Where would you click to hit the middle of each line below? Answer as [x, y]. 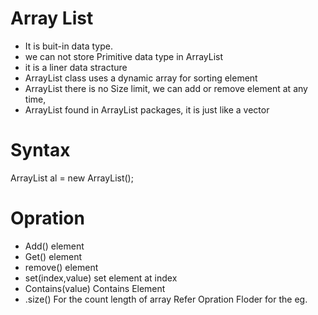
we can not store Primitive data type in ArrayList [124, 56]
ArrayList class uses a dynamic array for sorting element [141, 78]
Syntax [40, 150]
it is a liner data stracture [76, 67]
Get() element [53, 256]
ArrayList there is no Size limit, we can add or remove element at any [166, 88]
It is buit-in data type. [68, 46]
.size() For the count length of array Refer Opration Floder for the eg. [166, 299]
